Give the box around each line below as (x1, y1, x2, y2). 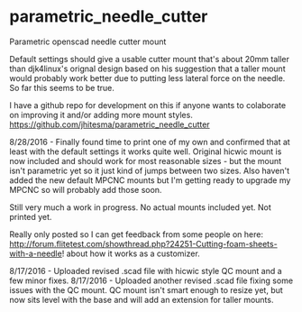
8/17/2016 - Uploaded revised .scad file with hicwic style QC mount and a (9, 265, 282, 276)
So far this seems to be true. (9, 82, 114, 93)
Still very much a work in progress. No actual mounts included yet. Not (9, 201, 272, 213)
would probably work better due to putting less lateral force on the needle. (9, 72, 286, 83)
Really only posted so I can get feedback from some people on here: (9, 228, 264, 240)
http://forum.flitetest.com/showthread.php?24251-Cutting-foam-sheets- (9, 238, 278, 249)
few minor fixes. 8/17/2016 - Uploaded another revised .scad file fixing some (9, 275, 294, 286)
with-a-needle (9, 248, 63, 259)
